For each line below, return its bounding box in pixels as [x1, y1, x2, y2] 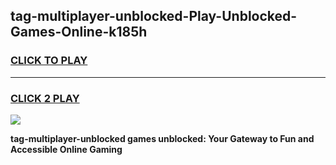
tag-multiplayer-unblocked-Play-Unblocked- [10, 8, 298, 25]
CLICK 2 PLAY [10, 91, 80, 105]
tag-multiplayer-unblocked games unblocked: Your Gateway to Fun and [10, 132, 315, 144]
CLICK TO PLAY [10, 54, 88, 68]
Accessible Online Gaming [10, 143, 123, 155]
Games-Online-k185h [10, 24, 148, 41]
